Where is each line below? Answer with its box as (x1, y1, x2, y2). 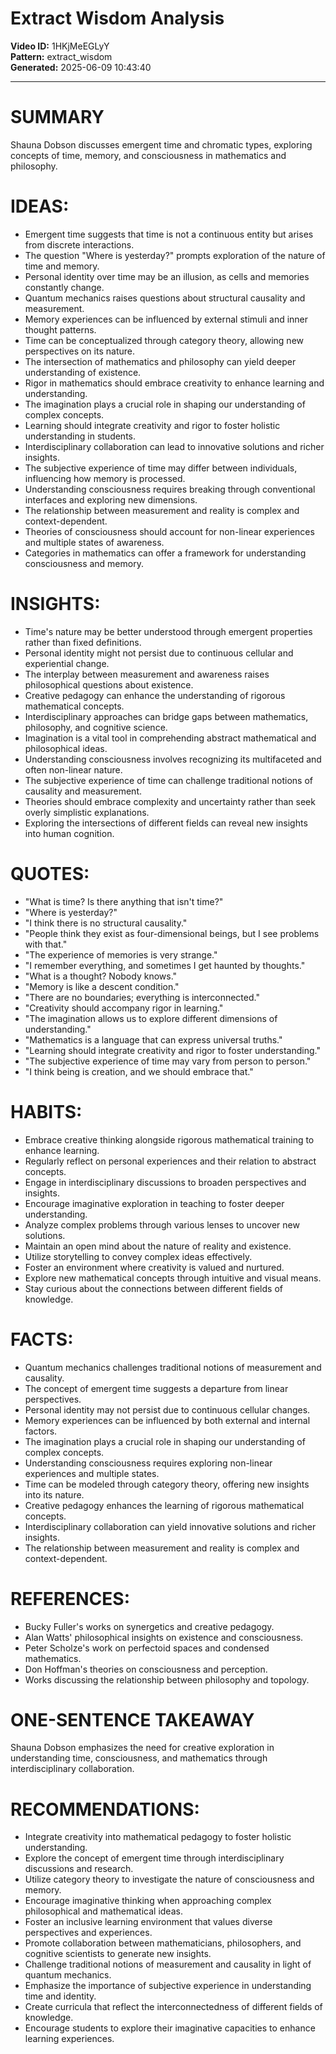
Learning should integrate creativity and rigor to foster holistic (24, 419, 281, 431)
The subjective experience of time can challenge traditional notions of (24, 774, 314, 786)
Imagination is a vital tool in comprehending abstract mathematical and (24, 732, 317, 744)
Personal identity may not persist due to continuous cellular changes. (24, 1403, 311, 1416)
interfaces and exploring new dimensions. (24, 493, 198, 506)
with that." (24, 938, 68, 950)
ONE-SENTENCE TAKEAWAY (10, 1708, 255, 1731)
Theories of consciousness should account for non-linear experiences (24, 525, 315, 537)
